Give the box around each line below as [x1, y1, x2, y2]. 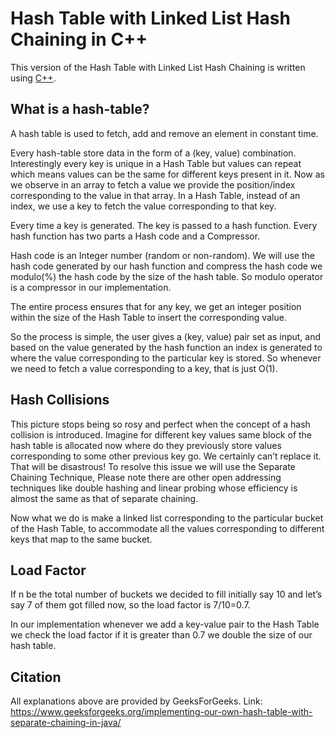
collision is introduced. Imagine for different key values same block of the [10, 428, 313, 441]
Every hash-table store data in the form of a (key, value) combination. [10, 147, 297, 159]
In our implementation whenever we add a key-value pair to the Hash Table [10, 618, 320, 631]
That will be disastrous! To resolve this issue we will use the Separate [10, 460, 296, 472]
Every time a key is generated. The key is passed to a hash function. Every [10, 219, 318, 231]
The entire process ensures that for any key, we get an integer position [10, 300, 302, 312]
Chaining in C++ [10, 28, 148, 51]
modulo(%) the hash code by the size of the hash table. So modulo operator [10, 270, 324, 282]
